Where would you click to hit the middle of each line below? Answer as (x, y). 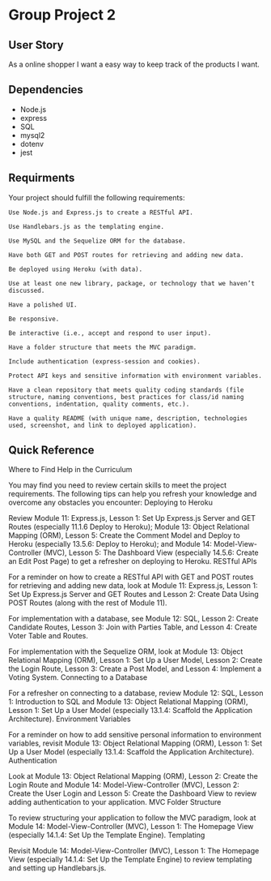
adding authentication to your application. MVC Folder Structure (115, 802)
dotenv (32, 144)
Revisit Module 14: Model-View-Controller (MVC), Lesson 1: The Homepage (134, 851)
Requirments (42, 178)
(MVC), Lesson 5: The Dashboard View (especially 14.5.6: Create (151, 552)
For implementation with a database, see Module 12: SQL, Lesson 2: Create (133, 619)
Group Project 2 (62, 15)
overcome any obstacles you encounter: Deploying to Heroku (110, 503)
